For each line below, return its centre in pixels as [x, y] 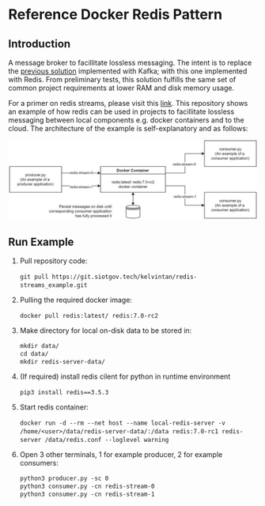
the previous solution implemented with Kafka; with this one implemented [128, 71]
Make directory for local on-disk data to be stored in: [106, 330]
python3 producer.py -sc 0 [64, 479]
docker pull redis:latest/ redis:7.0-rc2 [89, 316]
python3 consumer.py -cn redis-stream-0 [87, 487]
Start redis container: [54, 407]
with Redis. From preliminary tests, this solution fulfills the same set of [122, 79]
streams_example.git [53, 285]
